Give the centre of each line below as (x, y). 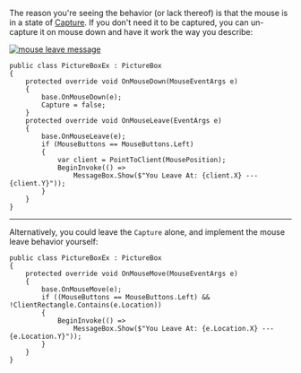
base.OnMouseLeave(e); (84, 136)
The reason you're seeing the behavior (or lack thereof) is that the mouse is (149, 13)
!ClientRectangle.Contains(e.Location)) (86, 305)
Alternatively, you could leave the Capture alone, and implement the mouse (147, 232)
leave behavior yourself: (54, 242)
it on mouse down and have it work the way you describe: (146, 32)
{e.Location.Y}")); (46, 336)
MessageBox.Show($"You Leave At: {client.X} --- (165, 176)
